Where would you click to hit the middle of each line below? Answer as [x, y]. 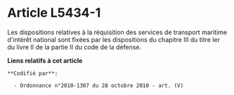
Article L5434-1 [54, 13]
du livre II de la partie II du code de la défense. [74, 47]
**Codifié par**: [33, 73]
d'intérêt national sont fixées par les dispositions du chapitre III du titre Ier [114, 39]
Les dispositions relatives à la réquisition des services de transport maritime [117, 32]
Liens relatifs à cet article [45, 60]
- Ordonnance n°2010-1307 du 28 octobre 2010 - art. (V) [99, 85]
